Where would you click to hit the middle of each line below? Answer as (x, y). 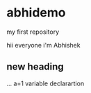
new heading (35, 67)
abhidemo (36, 13)
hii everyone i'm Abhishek (43, 45)
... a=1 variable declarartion (45, 83)
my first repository (33, 32)
